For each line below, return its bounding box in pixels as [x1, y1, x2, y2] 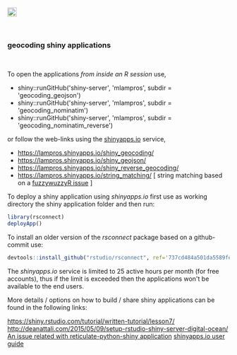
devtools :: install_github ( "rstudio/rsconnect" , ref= [7, 255, 166, 262]
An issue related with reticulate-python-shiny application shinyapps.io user [7, 332, 226, 340]
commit [7, 240, 30, 249]
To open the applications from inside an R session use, [7, 70, 167, 78]
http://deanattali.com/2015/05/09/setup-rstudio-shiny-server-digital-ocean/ [7, 324, 229, 332]
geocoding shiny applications [7, 40, 111, 50]
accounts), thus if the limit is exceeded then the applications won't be [7, 274, 209, 283]
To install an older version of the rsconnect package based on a [7, 233, 193, 242]
